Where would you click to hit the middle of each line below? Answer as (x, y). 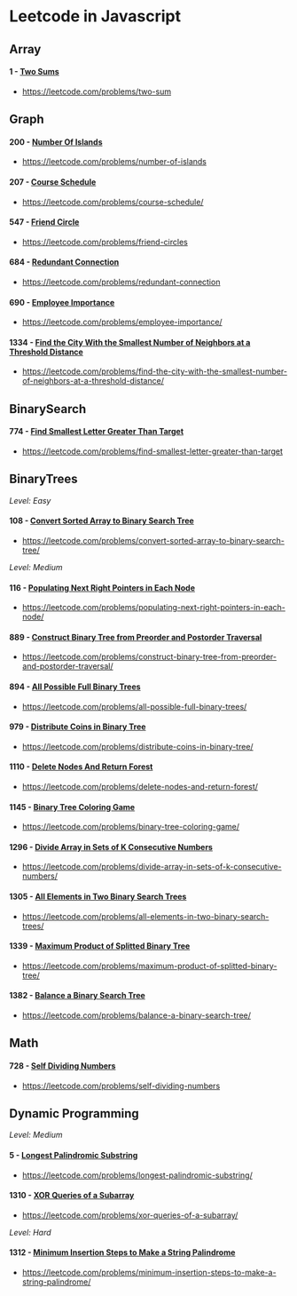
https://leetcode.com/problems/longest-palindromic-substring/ (137, 1175)
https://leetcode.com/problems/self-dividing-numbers (121, 1085)
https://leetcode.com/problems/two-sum (96, 91)
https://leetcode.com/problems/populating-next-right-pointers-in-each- (154, 608)
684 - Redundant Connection (64, 262)
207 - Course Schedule (53, 182)
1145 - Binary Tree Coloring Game (72, 807)
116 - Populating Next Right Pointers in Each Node (102, 587)
